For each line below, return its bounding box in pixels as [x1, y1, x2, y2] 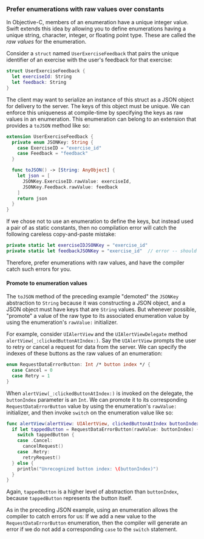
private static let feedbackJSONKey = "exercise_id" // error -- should [6, 248, 197, 254]
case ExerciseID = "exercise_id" [17, 145, 102, 151]
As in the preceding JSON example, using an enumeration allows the [6, 506, 178, 513]
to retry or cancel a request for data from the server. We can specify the [6, 343, 187, 351]
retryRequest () [22, 455, 61, 461]
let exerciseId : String [12, 74, 72, 80]
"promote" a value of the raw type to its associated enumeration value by [6, 312, 189, 320]
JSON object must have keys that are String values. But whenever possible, [6, 306, 196, 313]
